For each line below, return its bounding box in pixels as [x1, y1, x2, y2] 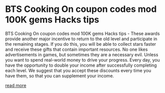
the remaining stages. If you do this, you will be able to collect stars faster [5, 41, 157, 47]
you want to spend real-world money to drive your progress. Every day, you [5, 57, 160, 63]
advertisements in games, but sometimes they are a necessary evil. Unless [5, 51, 159, 58]
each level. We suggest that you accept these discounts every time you [5, 67, 152, 73]
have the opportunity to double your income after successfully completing [5, 62, 157, 68]
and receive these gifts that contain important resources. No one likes [5, 46, 148, 52]
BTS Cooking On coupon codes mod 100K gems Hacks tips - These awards [5, 30, 160, 36]
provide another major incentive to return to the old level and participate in [5, 36, 158, 42]
